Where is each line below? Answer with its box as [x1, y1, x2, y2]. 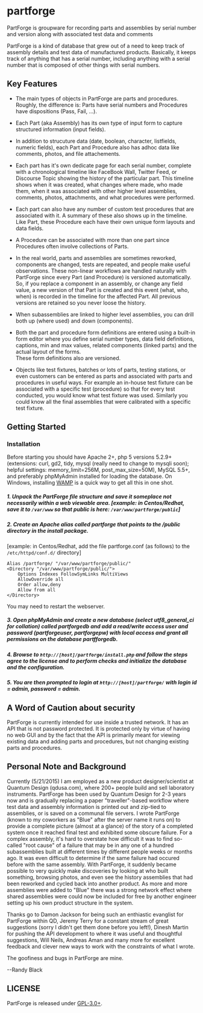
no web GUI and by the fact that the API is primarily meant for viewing [7, 731, 180, 739]
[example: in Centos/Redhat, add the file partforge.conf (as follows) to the [7, 542, 190, 550]
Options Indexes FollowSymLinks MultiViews [17, 571, 129, 577]
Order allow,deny [17, 581, 61, 587]
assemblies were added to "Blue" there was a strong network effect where [7, 886, 192, 893]
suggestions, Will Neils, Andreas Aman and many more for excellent [7, 936, 175, 943]
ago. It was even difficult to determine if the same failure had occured [7, 854, 180, 861]
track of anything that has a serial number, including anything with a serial [7, 55, 190, 62]
